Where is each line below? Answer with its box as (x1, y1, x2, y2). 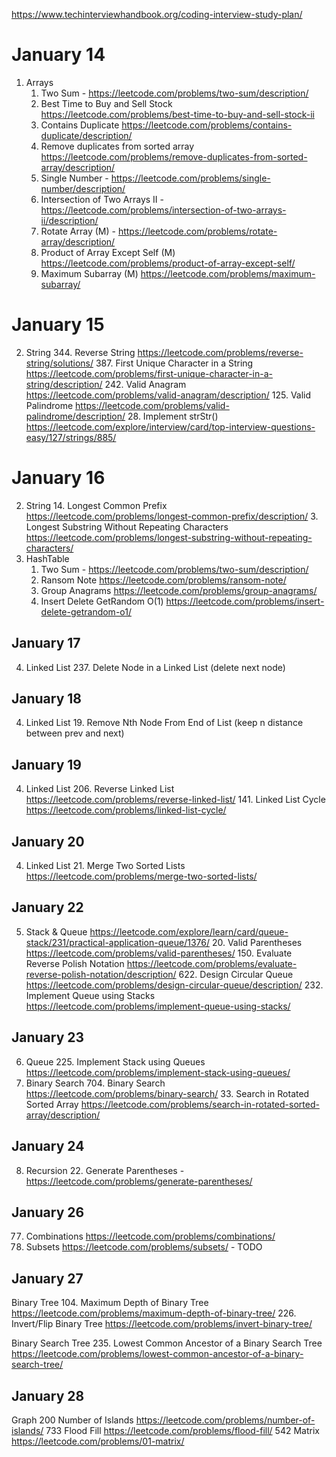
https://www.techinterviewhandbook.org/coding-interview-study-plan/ (11, 9, 303, 20)
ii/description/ (40, 214, 99, 226)
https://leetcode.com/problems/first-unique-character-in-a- (25, 367, 273, 379)
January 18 (11, 690, 83, 708)
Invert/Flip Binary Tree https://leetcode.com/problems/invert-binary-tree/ (11, 1318, 313, 1330)
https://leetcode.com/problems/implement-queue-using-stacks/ (25, 1000, 291, 1012)
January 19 (11, 756, 82, 773)
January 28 (11, 1387, 85, 1404)
